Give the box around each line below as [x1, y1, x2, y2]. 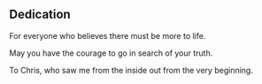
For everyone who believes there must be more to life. [9, 30, 206, 41]
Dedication [9, 7, 71, 22]
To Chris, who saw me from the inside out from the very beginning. [9, 65, 254, 75]
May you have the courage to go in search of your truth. [9, 48, 213, 58]
